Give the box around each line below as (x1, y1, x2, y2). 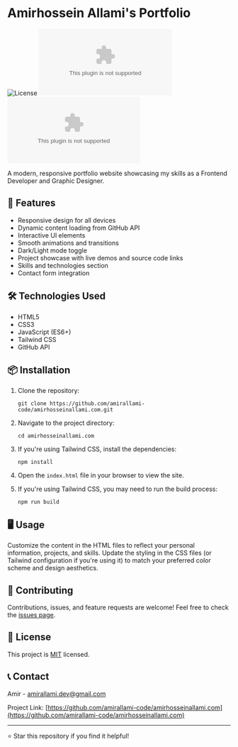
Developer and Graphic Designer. (7, 176, 105, 185)
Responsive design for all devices (17, 216, 116, 224)
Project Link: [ (7, 703, 48, 712)
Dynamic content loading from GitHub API (17, 223, 140, 232)
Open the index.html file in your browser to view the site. (17, 471, 184, 480)
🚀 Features (7, 197, 56, 209)
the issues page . (7, 611, 56, 619)
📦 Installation (7, 364, 71, 376)
